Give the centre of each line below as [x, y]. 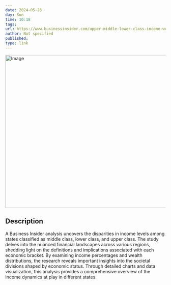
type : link [17, 43]
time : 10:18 [18, 19]
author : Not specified [29, 34]
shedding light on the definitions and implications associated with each [80, 250]
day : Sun [15, 15]
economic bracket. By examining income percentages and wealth [74, 255]
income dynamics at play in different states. [51, 277]
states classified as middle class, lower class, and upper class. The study [82, 239]
